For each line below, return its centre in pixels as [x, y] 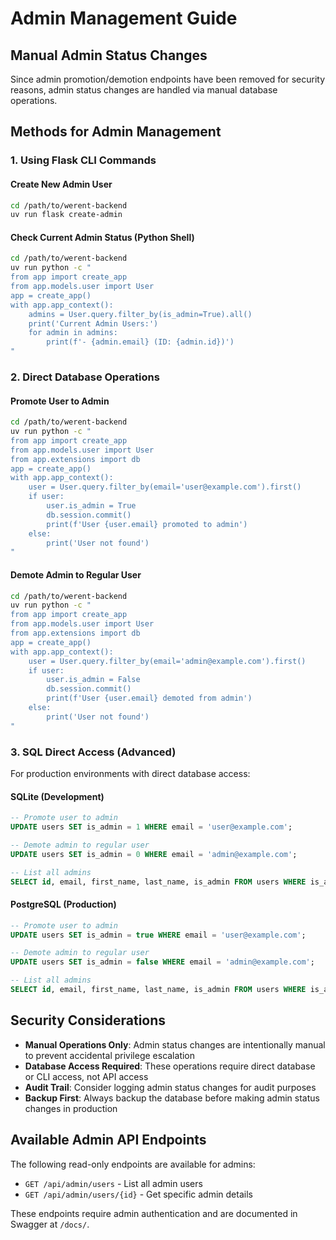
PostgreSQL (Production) [63, 904]
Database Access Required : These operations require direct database [170, 1066]
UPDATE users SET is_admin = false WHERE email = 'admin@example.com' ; [162, 962]
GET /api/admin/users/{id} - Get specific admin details [138, 1194]
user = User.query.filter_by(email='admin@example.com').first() [167, 661]
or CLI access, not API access [86, 1076]
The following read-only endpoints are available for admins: [133, 1164]
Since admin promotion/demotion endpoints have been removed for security [168, 79]
